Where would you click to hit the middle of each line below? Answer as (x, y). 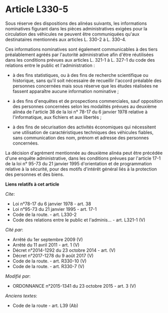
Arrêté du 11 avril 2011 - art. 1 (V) (46, 245)
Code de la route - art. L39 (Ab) (45, 305)
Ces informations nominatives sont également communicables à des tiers (81, 49)
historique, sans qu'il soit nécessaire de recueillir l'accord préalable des (87, 80)
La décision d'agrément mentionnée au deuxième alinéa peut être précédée (84, 153)
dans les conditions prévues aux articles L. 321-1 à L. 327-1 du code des (80, 60)
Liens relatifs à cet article (32, 184)
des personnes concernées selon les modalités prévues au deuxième (85, 106)
